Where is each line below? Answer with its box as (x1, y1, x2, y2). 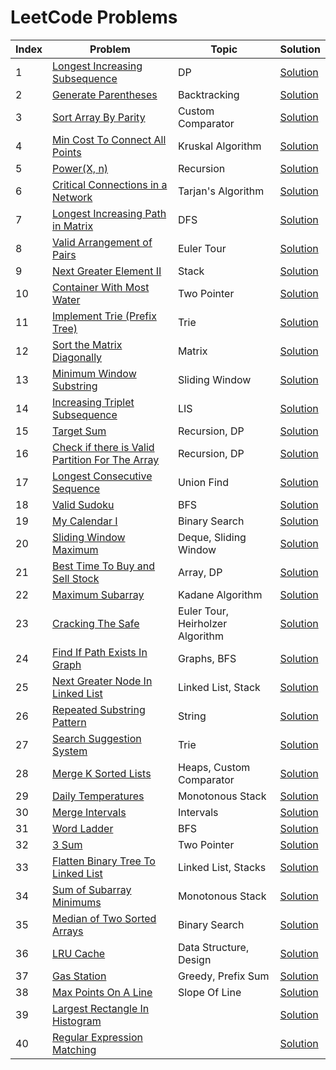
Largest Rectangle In (52, 1001, 150, 1015)
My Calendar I (52, 514, 118, 528)
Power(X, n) (52, 161, 109, 175)
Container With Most (52, 280, 150, 294)
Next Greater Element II (52, 264, 162, 278)
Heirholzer (177, 616, 228, 630)
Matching (52, 1042, 97, 1056)
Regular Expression (52, 1030, 143, 1044)
